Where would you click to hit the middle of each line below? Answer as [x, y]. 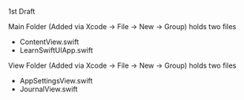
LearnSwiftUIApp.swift [56, 50]
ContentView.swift [49, 42]
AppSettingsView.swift [56, 81]
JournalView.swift [49, 89]
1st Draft [22, 11]
